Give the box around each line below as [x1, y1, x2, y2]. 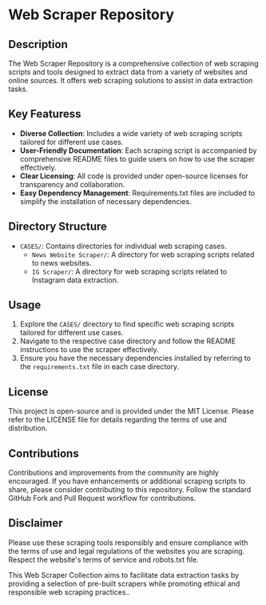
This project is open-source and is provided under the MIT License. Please [8, 407, 254, 416]
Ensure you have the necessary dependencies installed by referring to [19, 354, 252, 363]
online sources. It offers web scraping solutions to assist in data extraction [8, 76, 253, 85]
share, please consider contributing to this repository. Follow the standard [8, 485, 252, 495]
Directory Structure [8, 220, 108, 234]
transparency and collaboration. [19, 179, 125, 189]
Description [8, 38, 68, 51]
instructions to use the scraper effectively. [19, 345, 160, 355]
